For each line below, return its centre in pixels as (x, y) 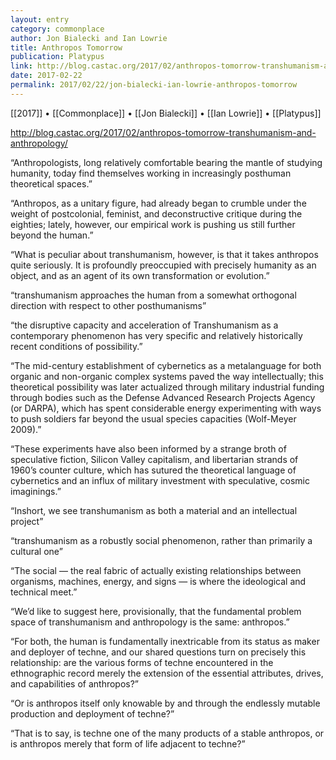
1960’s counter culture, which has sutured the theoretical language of (153, 470)
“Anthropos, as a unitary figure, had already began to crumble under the (158, 203)
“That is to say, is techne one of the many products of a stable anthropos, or (167, 733)
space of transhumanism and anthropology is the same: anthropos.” (150, 622)
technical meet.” (44, 592)
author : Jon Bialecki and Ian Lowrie (89, 38)
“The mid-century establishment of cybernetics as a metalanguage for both (166, 365)
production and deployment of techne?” (92, 713)
